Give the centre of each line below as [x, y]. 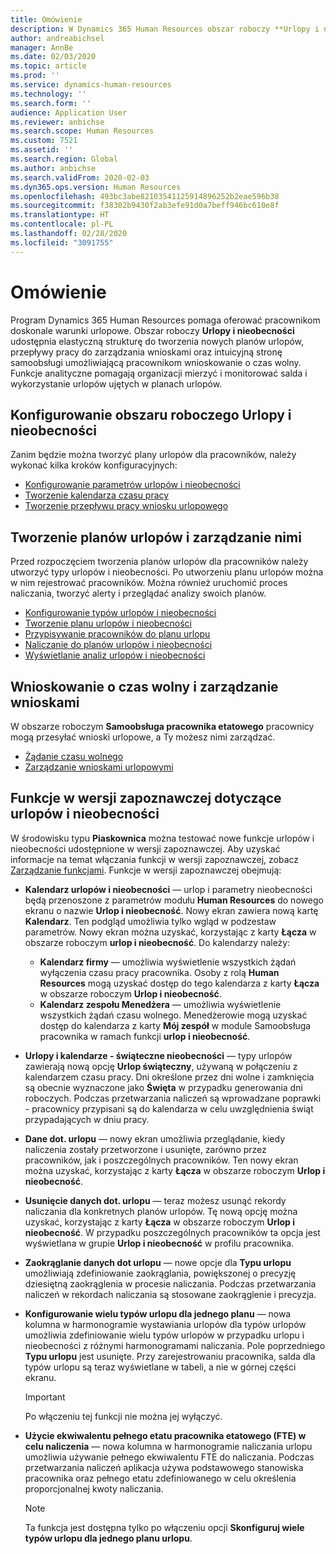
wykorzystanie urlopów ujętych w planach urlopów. [116, 383]
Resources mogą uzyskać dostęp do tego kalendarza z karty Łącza [179, 983]
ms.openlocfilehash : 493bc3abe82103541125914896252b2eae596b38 [145, 196]
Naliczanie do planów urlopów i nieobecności [118, 645]
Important [45, 1397]
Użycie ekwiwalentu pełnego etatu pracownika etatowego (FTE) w [165, 1435]
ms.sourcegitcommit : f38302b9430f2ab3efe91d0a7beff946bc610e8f [145, 206]
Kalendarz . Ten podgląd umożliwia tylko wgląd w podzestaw [150, 921]
